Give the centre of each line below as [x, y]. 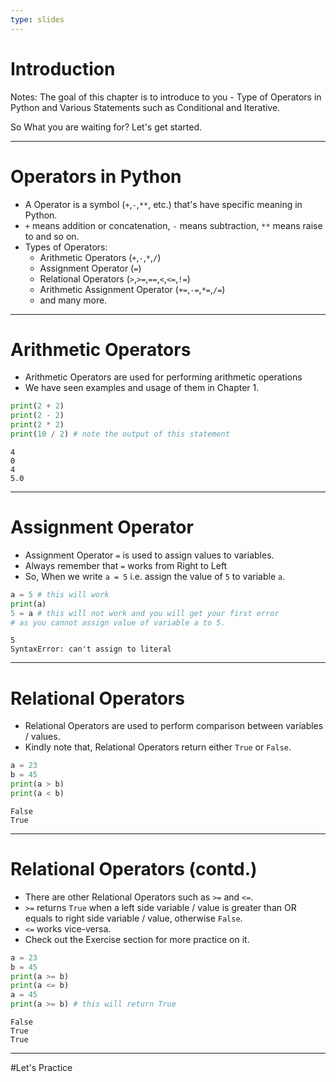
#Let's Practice [41, 1067]
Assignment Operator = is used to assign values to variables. [149, 555]
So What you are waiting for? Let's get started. [106, 127]
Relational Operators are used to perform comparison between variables [174, 726]
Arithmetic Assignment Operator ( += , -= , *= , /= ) [132, 289]
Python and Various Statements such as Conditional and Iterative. [145, 107]
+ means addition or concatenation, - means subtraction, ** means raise [173, 225]
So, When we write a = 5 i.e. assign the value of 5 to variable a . [155, 576]
